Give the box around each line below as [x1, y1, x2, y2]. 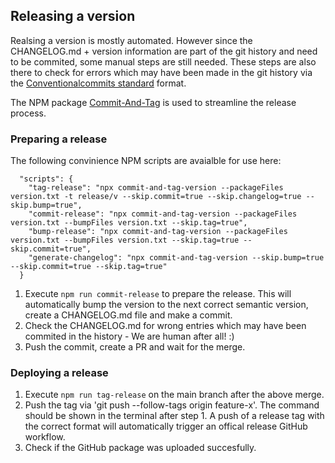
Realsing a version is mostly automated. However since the [10, 34, 253, 46]
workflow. [24, 431, 66, 443]
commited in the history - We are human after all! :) [24, 330, 235, 343]
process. [10, 107, 47, 119]
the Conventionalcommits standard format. [10, 77, 187, 89]
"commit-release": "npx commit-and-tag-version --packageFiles [28, 209, 298, 219]
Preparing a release [10, 132, 108, 146]
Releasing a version [10, 8, 136, 25]
